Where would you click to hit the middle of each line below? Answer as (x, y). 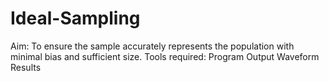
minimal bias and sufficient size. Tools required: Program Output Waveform (165, 56)
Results (26, 67)
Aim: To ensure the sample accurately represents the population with (152, 46)
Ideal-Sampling (75, 18)
